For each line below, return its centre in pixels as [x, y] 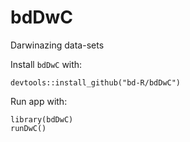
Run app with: [39, 101]
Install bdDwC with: [46, 64]
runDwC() [28, 128]
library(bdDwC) [42, 119]
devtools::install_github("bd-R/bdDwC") [96, 82]
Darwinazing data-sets [57, 45]
